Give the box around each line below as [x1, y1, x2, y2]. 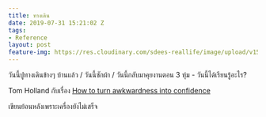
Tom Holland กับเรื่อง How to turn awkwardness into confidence [8, 86, 211, 95]
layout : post [8, 41, 51, 49]
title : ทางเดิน [8, 11, 50, 20]
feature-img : [8, 48, 51, 56]
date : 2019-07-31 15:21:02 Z [8, 19, 104, 27]
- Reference [8, 33, 47, 42]
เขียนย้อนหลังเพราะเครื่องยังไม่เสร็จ [8, 102, 98, 111]
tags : [8, 26, 26, 34]
